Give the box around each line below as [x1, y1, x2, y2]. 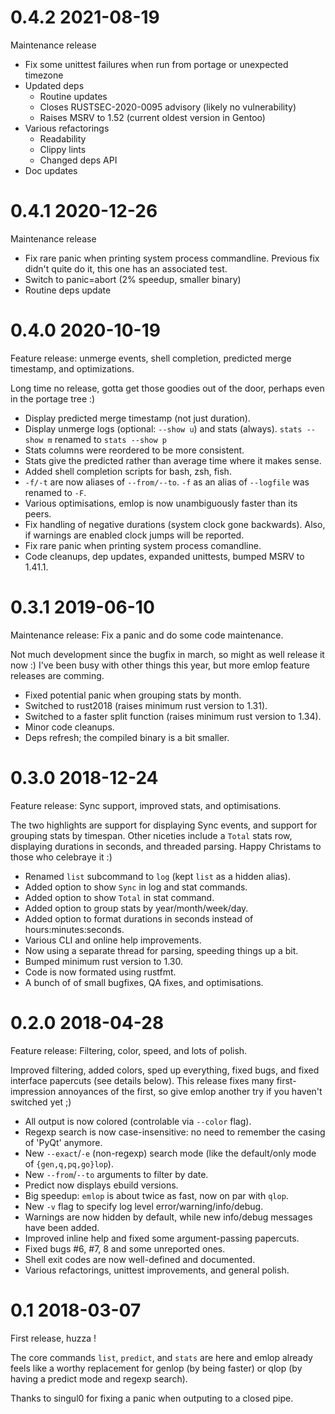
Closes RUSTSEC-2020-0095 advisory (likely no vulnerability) [39, 101, 297, 113]
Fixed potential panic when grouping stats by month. [24, 689, 242, 701]
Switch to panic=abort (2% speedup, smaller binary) [24, 273, 242, 285]
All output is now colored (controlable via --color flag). [24, 1115, 252, 1127]
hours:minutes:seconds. [24, 923, 125, 935]
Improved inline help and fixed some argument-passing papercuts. [24, 1232, 300, 1244]
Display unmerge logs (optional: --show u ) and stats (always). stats [24, 422, 303, 435]
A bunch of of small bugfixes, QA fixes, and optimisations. [24, 976, 264, 988]
